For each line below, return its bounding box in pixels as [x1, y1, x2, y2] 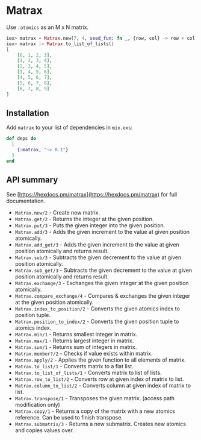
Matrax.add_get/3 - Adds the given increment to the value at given [14, 240, 179, 248]
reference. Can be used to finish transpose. [14, 413, 123, 421]
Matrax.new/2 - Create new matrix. [14, 209, 100, 216]
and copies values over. [14, 426, 74, 434]
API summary [6, 175, 58, 185]
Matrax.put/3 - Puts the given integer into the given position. [14, 221, 165, 229]
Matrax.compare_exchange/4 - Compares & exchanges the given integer [14, 292, 191, 299]
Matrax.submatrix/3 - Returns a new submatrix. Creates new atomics [14, 420, 187, 427]
